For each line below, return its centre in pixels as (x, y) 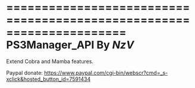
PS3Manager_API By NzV (70, 45)
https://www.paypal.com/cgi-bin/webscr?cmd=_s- (106, 73)
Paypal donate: (25, 73)
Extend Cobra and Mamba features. (50, 61)
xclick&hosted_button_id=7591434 (48, 79)
